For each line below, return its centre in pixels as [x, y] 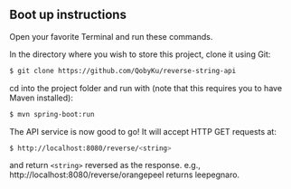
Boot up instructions [68, 15]
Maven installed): [42, 98]
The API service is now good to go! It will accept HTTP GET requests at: [143, 131]
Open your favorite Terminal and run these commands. [111, 36]
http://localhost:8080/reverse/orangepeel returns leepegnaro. [125, 175]
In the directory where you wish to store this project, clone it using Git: [140, 54]
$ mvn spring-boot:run [52, 114]
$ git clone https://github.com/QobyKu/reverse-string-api [123, 71]
